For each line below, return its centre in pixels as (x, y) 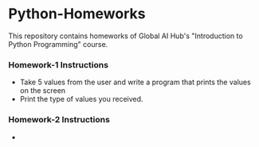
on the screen (43, 91)
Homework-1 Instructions (59, 64)
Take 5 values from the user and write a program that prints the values (135, 82)
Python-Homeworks (77, 14)
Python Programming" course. (58, 44)
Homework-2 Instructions (59, 120)
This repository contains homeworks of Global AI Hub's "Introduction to (126, 36)
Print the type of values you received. (81, 99)
